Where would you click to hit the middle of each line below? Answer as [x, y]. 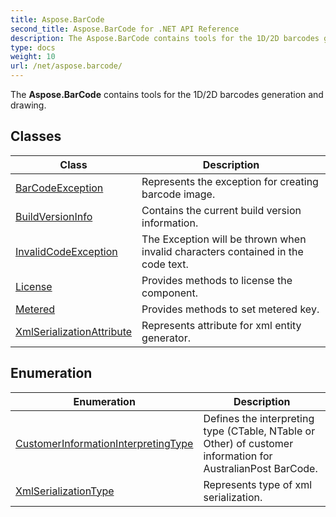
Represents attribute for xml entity [221, 325]
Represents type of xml [258, 484]
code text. [165, 264]
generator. [166, 338]
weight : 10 [33, 57]
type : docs [33, 47]
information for [238, 456]
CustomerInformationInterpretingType [104, 443]
